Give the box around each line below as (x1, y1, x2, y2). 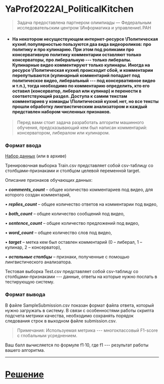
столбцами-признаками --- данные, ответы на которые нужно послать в (5, 274, 158, 279)
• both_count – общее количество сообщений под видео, (5, 211, 125, 217)
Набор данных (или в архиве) (5, 153, 67, 159)
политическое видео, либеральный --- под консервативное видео (12, 77, 156, 84)
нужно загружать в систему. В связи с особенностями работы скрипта (5, 307, 154, 313)
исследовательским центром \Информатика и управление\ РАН (17, 24, 151, 30)
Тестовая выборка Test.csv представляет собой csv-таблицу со (5, 269, 139, 275)
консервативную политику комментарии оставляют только (12, 51, 142, 57)
